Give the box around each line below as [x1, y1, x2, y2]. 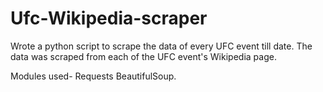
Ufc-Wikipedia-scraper [10, 7, 208, 30]
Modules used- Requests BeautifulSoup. [10, 70, 177, 82]
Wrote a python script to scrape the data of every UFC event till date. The [10, 40, 313, 52]
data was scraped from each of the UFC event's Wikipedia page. [10, 50, 277, 62]
